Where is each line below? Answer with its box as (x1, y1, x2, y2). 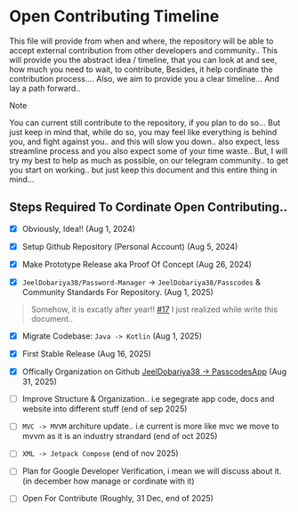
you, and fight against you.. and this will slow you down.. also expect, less (9, 136, 280, 147)
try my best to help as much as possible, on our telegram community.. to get (9, 155, 289, 165)
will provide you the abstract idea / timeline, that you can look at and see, (9, 54, 278, 65)
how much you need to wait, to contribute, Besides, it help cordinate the (9, 64, 273, 75)
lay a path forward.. (9, 83, 81, 93)
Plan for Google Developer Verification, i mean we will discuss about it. (21, 466, 282, 476)
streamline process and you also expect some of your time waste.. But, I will (9, 145, 288, 156)
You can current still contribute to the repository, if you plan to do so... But (9, 117, 281, 128)
